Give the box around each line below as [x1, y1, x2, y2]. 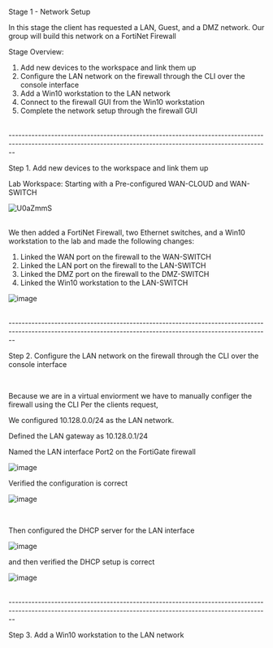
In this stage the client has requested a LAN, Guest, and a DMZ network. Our [8, 23, 265, 32]
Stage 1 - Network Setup [8, 7, 91, 16]
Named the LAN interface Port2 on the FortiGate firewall [8, 447, 197, 456]
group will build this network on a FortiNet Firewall [8, 32, 176, 41]
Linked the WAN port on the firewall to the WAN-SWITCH [19, 252, 211, 261]
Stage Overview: [8, 47, 64, 56]
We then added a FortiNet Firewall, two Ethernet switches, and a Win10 [8, 227, 245, 237]
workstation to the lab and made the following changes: [8, 236, 195, 246]
